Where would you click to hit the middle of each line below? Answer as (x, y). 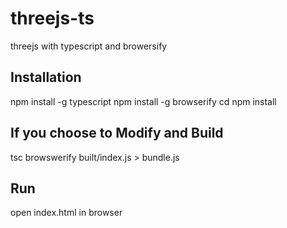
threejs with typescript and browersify (89, 46)
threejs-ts (52, 18)
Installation (46, 77)
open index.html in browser (66, 213)
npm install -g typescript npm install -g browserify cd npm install (143, 101)
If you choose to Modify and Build (117, 133)
